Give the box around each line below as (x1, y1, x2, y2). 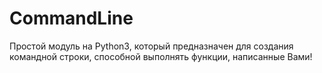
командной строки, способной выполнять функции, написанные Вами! (9, 50, 313, 62)
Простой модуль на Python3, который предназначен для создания (9, 40, 294, 52)
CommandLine (9, 7, 134, 30)
